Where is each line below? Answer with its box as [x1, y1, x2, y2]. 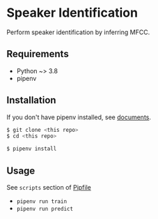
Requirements [6, 48, 69, 60]
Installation [6, 94, 56, 106]
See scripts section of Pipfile [6, 183, 91, 191]
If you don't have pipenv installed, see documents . [6, 113, 151, 121]
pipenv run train [16, 198, 68, 205]
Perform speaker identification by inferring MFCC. [6, 28, 150, 36]
